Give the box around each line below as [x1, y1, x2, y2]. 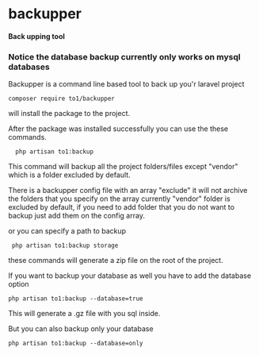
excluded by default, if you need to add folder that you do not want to [8, 203, 235, 212]
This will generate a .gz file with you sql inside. [8, 309, 161, 318]
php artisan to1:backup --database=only [8, 339, 144, 348]
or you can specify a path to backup [8, 226, 127, 236]
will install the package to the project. [8, 109, 131, 118]
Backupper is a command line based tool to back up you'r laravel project [8, 79, 245, 89]
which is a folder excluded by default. [8, 170, 131, 179]
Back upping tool [8, 31, 66, 41]
